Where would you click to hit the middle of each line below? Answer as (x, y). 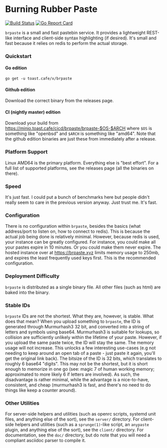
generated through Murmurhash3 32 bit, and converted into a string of (78, 326)
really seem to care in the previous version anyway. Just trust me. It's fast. (81, 202)
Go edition (16, 68)
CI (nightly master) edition (33, 112)
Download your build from (32, 123)
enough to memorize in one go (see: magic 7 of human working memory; (80, 369)
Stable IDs (18, 305)
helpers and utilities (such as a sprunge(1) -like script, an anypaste (82, 425)
